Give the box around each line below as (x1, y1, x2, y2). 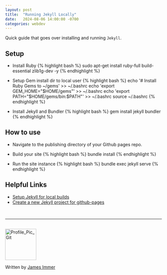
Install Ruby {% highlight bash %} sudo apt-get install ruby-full (12, 63, 141, 69)
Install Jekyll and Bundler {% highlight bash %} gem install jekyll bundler (12, 108, 161, 115)
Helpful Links (5, 181, 47, 189)
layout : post (5, 7, 32, 12)
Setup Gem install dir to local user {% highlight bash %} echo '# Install (12, 78, 157, 84)
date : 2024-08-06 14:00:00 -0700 (5, 16, 79, 21)
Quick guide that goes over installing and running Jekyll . (5, 35, 122, 41)
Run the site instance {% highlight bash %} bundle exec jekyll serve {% (12, 161, 159, 167)
